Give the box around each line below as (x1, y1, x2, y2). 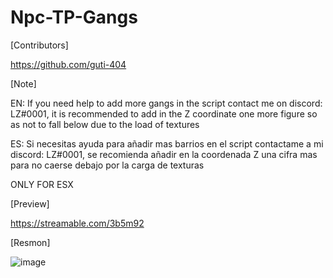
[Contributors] (10, 39, 69, 51)
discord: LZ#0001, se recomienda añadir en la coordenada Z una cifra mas (10, 148, 318, 160)
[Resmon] (10, 236, 51, 248)
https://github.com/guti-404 (10, 58, 127, 70)
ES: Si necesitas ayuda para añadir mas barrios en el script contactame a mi (10, 137, 324, 150)
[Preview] (10, 197, 50, 210)
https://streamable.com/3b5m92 (10, 217, 145, 229)
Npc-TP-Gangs (10, 6, 138, 29)
